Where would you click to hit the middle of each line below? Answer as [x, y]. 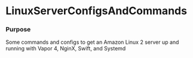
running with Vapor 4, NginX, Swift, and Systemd [66, 49]
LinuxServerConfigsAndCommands [96, 11]
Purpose [18, 30]
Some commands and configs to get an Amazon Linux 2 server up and [92, 42]
